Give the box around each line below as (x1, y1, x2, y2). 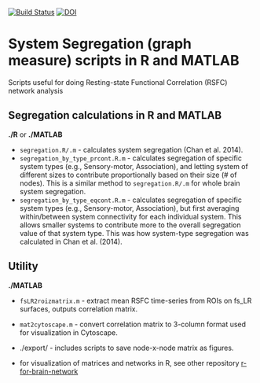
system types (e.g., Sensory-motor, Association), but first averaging (19, 203, 240, 212)
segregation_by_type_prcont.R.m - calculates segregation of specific (19, 153, 242, 163)
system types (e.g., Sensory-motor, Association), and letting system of (19, 161, 249, 171)
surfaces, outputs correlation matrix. (19, 304, 138, 314)
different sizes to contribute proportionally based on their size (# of (19, 170, 237, 179)
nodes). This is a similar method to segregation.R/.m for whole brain (19, 178, 240, 188)
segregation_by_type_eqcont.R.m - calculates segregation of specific (19, 195, 242, 204)
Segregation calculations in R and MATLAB (8, 109, 222, 122)
